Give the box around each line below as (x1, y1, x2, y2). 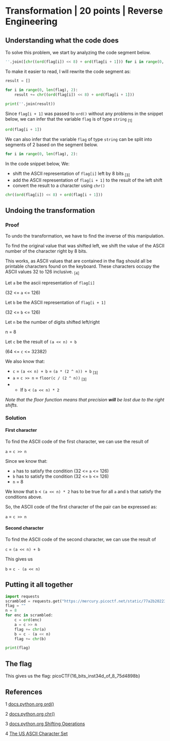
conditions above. (5, 494, 42, 500)
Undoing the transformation (5, 206, 95, 215)
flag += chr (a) (14, 626, 47, 632)
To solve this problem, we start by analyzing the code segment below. (5, 50, 151, 55)
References (5, 687, 42, 696)
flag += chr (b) (14, 636, 47, 641)
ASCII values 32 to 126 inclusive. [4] (5, 269, 79, 276)
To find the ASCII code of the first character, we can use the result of (5, 438, 149, 444)
